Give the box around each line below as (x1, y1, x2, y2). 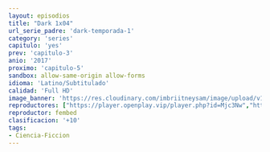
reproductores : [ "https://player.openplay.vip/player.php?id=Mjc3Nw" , (8, 101, 250, 109)
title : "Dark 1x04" (8, 19, 74, 27)
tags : (8, 124, 27, 132)
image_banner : (8, 94, 56, 102)
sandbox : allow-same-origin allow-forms (8, 72, 146, 80)
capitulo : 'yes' (8, 42, 63, 50)
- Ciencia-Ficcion (8, 131, 70, 139)
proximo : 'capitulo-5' (8, 64, 84, 72)
